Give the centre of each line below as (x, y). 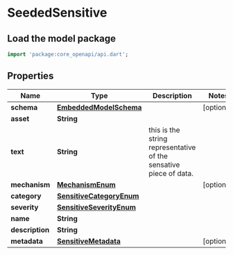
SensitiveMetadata (89, 241)
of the (158, 156)
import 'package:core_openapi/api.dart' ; (68, 54)
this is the (164, 130)
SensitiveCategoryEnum (98, 196)
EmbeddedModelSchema (99, 107)
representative (172, 147)
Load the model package (62, 39)
